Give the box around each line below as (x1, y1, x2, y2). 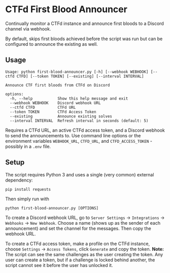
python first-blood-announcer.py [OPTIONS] (5, 205, 99, 210)
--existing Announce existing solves (10, 113, 113, 119)
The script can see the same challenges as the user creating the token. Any (5, 251, 163, 257)
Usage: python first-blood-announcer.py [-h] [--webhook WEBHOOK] (5, 69, 149, 74)
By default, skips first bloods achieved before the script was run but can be (5, 36, 163, 42)
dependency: (5, 177, 33, 183)
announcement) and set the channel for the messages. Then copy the (5, 225, 151, 231)
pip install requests (5, 187, 51, 192)
